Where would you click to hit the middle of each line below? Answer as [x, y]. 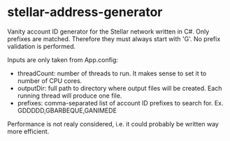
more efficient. [28, 131]
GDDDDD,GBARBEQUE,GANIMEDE [67, 110]
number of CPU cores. [50, 80]
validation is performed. [42, 46]
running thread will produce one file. [70, 96]
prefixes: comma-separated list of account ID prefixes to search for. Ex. [120, 103]
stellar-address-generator [85, 12]
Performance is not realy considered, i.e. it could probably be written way [113, 124]
